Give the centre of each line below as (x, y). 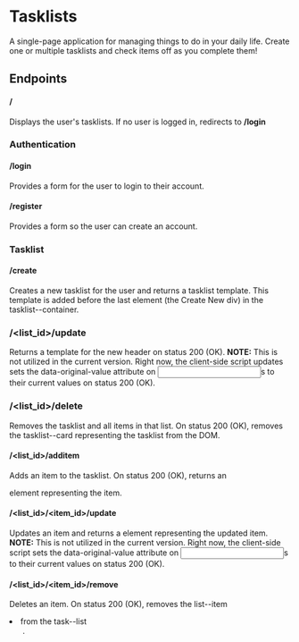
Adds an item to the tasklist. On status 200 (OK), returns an (118, 475)
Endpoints (38, 79)
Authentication (42, 145)
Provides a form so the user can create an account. (104, 226)
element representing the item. (66, 493)
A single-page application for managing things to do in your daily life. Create (149, 41)
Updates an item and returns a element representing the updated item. (139, 533)
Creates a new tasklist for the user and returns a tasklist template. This (139, 290)
